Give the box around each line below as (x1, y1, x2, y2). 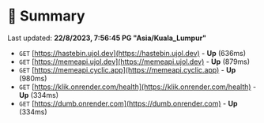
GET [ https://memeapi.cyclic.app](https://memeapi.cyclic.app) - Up (18, 65, 236, 74)
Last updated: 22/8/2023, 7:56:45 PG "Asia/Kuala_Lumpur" (7, 33, 207, 43)
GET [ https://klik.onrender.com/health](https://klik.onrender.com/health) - (18, 82, 257, 91)
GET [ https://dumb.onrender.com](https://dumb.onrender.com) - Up (18, 99, 238, 108)
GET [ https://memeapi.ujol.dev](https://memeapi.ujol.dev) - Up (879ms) (18, 57, 251, 66)
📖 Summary (7, 7, 85, 25)
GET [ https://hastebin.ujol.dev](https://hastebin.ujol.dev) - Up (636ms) (18, 48, 247, 58)
